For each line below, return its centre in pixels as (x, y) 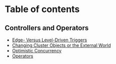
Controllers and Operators (47, 28)
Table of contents (42, 9)
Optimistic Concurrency (37, 51)
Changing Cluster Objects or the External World (62, 45)
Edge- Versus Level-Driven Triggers (49, 40)
